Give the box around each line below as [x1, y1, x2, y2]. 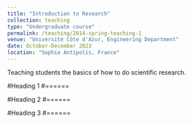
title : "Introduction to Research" [7, 10, 111, 17]
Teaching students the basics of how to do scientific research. [7, 68, 187, 77]
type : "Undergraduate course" [7, 23, 95, 30]
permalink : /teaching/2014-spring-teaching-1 [7, 29, 141, 37]
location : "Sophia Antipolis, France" [7, 49, 120, 56]
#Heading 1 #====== [7, 82, 70, 90]
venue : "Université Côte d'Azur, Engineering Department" [7, 36, 179, 43]
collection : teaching [7, 17, 70, 24]
